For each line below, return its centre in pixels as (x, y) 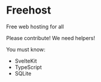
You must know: (26, 49)
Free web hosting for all (35, 27)
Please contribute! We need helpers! (50, 38)
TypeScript (28, 67)
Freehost (29, 10)
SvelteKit (26, 61)
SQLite (23, 73)
